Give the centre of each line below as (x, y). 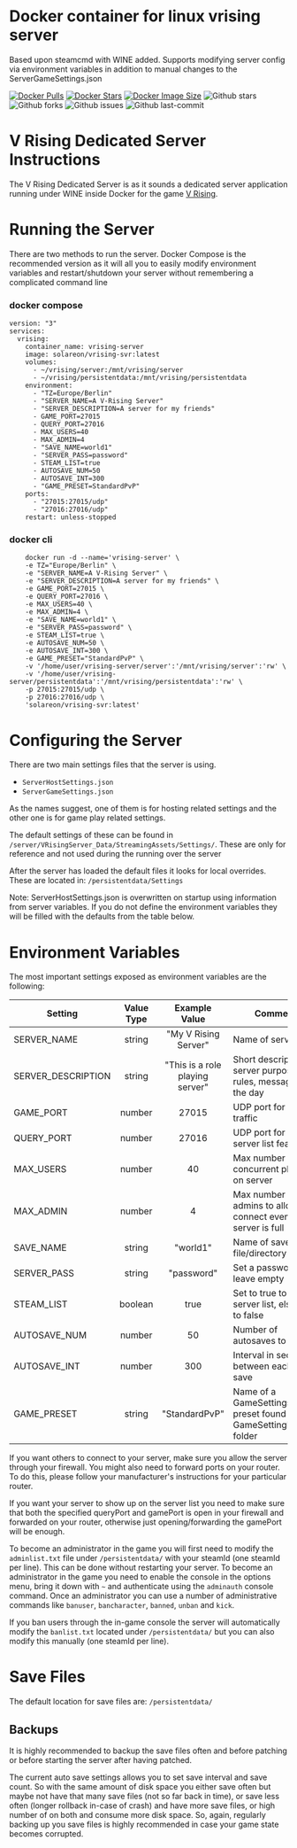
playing (193, 1076)
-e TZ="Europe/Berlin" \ (71, 566)
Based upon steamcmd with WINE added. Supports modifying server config (147, 59)
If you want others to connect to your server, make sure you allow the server (148, 1458)
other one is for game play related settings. (88, 818)
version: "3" (33, 324)
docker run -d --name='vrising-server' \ (102, 558)
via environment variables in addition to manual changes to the (123, 69)
